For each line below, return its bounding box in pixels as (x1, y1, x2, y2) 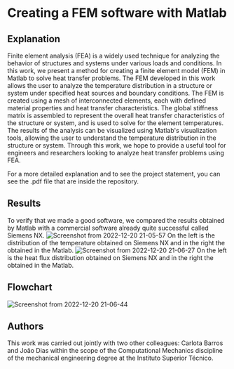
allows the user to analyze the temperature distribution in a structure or (7, 82, 212, 89)
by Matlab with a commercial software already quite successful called (7, 224, 209, 232)
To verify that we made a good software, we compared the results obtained (7, 216, 225, 224)
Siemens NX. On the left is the (7, 231, 215, 240)
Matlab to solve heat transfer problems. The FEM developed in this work (7, 74, 216, 82)
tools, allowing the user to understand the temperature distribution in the (7, 134, 216, 142)
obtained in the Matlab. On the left (7, 246, 227, 254)
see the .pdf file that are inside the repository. (7, 177, 139, 186)
